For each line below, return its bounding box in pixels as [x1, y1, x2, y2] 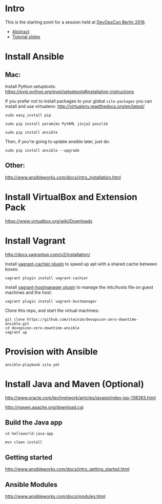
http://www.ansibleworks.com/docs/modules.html [5, 493, 106, 499]
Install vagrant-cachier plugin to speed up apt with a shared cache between [5, 261, 158, 267]
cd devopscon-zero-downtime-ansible [5, 325, 80, 331]
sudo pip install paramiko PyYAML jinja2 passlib [5, 121, 108, 126]
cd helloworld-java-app [5, 432, 54, 436]
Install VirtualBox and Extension [5, 192, 138, 202]
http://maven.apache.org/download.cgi [5, 404, 84, 410]
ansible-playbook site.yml [5, 362, 60, 367]
